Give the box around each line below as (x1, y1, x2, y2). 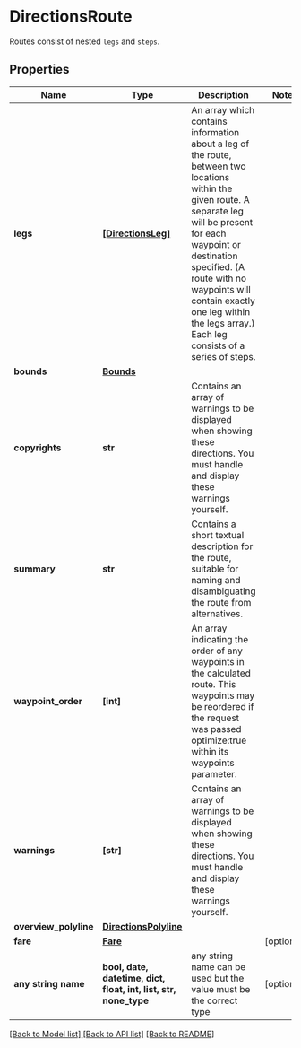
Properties (9, 62, 70, 77)
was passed (191, 722, 242, 735)
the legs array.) (191, 317, 255, 329)
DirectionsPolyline (102, 920, 183, 932)
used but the (191, 972, 245, 984)
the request (191, 712, 240, 724)
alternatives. (191, 607, 244, 620)
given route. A (191, 193, 250, 205)
